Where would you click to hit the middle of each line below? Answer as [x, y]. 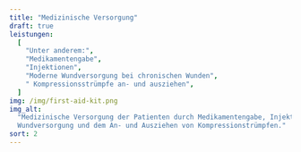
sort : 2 [24, 134]
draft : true [31, 26]
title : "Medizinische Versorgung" [74, 17]
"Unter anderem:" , [60, 51]
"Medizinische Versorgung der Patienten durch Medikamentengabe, [142, 117]
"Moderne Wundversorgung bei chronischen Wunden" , [122, 76]
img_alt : [26, 109]
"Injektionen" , [54, 68]
